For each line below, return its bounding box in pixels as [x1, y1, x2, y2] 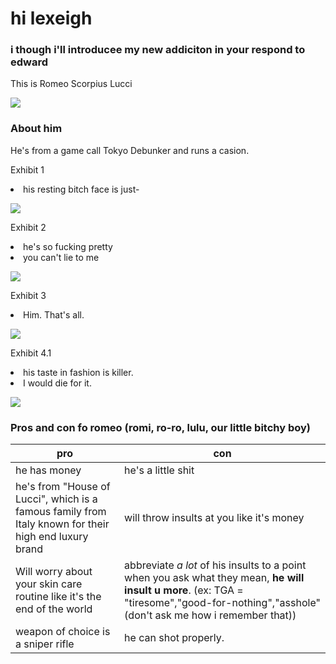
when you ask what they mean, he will [124, 571, 305, 585]
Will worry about [15, 565, 93, 579]
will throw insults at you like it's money [124, 511, 305, 525]
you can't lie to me [23, 251, 100, 263]
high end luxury [15, 530, 89, 544]
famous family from [15, 505, 107, 519]
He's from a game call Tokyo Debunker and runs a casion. [10, 144, 250, 156]
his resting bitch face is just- [23, 183, 140, 195]
